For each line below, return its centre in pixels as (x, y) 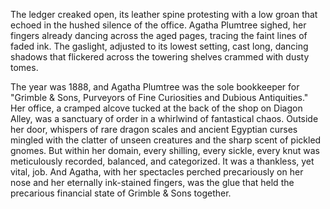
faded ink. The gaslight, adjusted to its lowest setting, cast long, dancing (159, 46)
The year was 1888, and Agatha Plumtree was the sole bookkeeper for (155, 87)
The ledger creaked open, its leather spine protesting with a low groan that (164, 14)
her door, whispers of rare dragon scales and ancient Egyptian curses (154, 129)
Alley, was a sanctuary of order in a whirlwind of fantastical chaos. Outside (164, 118)
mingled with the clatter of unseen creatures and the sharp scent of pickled (166, 140)
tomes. (24, 67)
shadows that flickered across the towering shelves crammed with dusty (160, 57)
